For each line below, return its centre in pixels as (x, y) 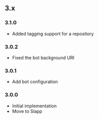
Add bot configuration (35, 82)
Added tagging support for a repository (53, 34)
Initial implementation (34, 106)
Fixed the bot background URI (43, 57)
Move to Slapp (27, 111)
